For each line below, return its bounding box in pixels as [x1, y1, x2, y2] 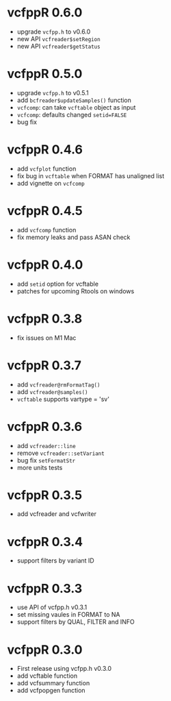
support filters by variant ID [16, 556, 94, 565]
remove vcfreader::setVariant [16, 449, 105, 457]
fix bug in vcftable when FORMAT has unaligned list [16, 171, 165, 180]
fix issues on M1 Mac [16, 334, 77, 342]
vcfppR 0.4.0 [7, 257, 83, 272]
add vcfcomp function [16, 225, 77, 234]
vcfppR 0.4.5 [7, 204, 83, 219]
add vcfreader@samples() [16, 387, 88, 395]
